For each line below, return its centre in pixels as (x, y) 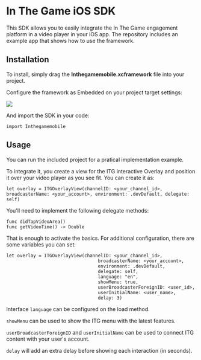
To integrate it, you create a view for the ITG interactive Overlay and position (101, 171)
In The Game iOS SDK (61, 11)
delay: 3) (110, 298)
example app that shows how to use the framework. (71, 40)
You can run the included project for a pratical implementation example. (95, 159)
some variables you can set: (41, 244)
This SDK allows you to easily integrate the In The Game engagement (92, 28)
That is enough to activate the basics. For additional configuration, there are (100, 238)
